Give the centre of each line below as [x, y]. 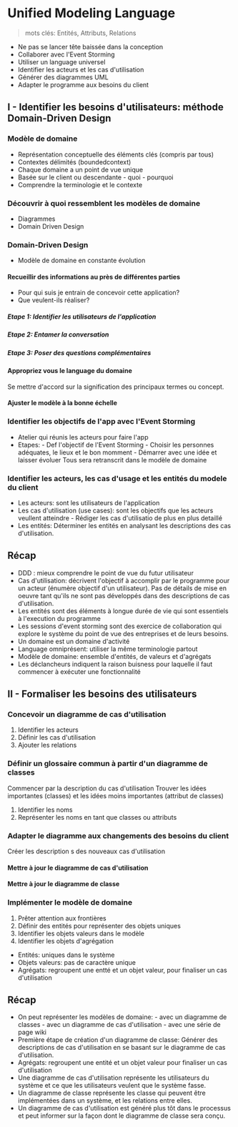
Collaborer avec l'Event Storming [66, 54]
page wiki [32, 1032]
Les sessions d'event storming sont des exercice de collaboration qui [120, 626]
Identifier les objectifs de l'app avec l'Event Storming [101, 422]
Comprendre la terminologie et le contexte [80, 184]
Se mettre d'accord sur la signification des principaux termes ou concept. [116, 387]
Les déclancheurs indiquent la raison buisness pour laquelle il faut [115, 664]
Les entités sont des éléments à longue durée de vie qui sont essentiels [123, 611]
